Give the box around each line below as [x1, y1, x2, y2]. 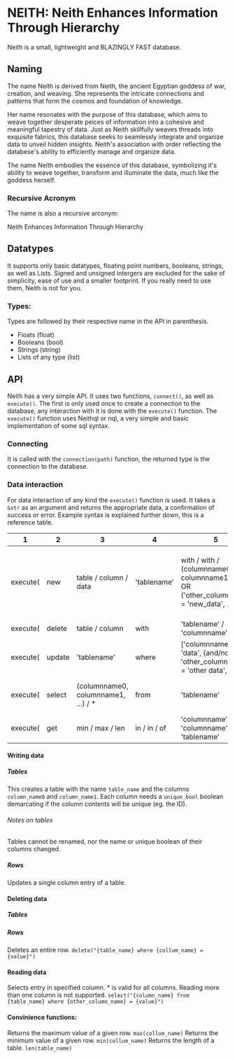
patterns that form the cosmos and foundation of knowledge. [7, 97, 183, 105]
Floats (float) [17, 331, 55, 339]
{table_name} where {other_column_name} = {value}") [7, 998, 164, 1005]
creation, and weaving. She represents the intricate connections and [7, 89, 204, 97]
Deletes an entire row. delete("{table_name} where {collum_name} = [7, 946, 204, 954]
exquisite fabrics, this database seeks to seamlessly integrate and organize [7, 132, 224, 141]
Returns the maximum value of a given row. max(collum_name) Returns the [7, 1028, 219, 1037]
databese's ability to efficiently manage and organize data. [7, 147, 176, 155]
